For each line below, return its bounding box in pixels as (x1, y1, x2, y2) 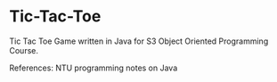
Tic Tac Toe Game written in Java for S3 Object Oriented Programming (9, 36, 269, 46)
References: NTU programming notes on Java (9, 62, 178, 73)
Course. (9, 45, 38, 55)
